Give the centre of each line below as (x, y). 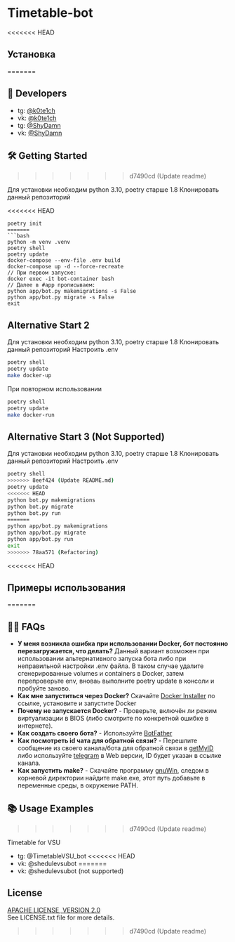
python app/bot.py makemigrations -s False (72, 292)
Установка (32, 54)
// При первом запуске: (42, 273)
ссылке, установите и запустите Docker (77, 703)
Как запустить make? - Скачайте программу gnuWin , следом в (113, 771)
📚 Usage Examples (51, 808)
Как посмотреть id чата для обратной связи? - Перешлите (107, 741)
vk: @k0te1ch (37, 118)
